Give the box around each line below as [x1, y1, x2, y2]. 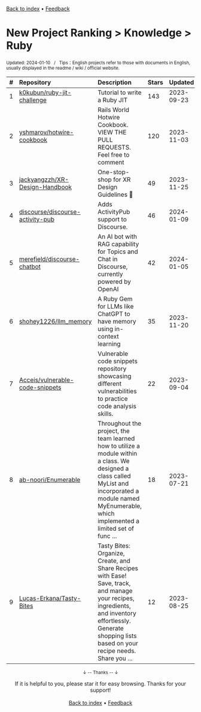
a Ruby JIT [98, 95, 128, 104]
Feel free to [98, 150, 130, 158]
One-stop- [98, 167, 130, 176]
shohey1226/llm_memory [19, 317, 92, 325]
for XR [113, 175, 131, 184]
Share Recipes [98, 564, 139, 572]
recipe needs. [98, 647, 136, 655]
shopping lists [98, 632, 137, 640]
